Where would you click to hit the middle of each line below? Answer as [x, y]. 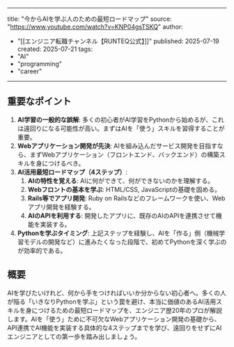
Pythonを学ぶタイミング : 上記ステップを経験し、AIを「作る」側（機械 [118, 233]
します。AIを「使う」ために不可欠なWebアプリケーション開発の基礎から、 [114, 319]
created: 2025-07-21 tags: [55, 49]
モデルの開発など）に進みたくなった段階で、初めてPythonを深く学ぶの [125, 242]
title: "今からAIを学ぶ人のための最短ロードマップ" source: [89, 19]
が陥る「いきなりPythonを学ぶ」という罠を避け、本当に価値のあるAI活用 [112, 302]
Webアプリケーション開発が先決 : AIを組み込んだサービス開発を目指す [117, 146]
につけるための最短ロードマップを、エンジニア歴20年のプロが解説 [127, 310]
